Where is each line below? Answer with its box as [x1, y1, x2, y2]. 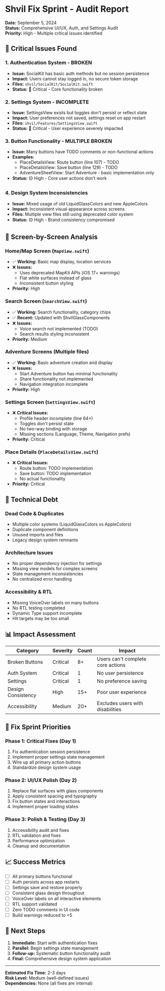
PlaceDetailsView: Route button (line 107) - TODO [19, 159, 119, 165]
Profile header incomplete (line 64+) [19, 415, 93, 422]
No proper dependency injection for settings [12, 561, 102, 566]
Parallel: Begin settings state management [12, 945, 99, 951]
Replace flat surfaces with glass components [12, 788, 104, 794]
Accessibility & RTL [5, 589, 53, 595]
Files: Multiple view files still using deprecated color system [12, 211, 134, 217]
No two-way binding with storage [19, 426, 87, 432]
